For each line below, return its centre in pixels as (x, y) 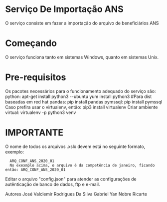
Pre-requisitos (36, 77)
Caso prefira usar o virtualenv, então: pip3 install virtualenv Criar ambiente (82, 107)
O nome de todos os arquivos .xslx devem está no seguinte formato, (75, 146)
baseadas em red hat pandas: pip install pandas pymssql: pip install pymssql (84, 101)
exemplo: (14, 151)
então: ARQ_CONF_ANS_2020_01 (35, 169)
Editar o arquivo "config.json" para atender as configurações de (71, 179)
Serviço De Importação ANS (64, 9)
